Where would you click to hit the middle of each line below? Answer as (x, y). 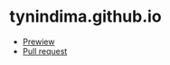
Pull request (45, 51)
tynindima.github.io (85, 17)
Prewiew (38, 42)
